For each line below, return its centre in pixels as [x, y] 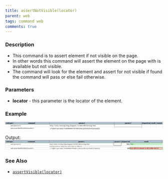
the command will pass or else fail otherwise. [59, 77]
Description [20, 45]
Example [16, 114]
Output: [13, 137]
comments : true [21, 27]
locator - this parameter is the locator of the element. [67, 101]
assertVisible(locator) [37, 172]
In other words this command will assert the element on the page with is [86, 61]
